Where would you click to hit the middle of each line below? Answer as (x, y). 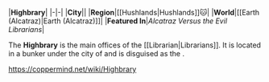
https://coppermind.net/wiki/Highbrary (72, 69)
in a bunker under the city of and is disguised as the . (97, 53)
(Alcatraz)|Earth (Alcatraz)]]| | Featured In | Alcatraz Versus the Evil (118, 21)
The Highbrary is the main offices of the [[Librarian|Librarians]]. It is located (135, 45)
